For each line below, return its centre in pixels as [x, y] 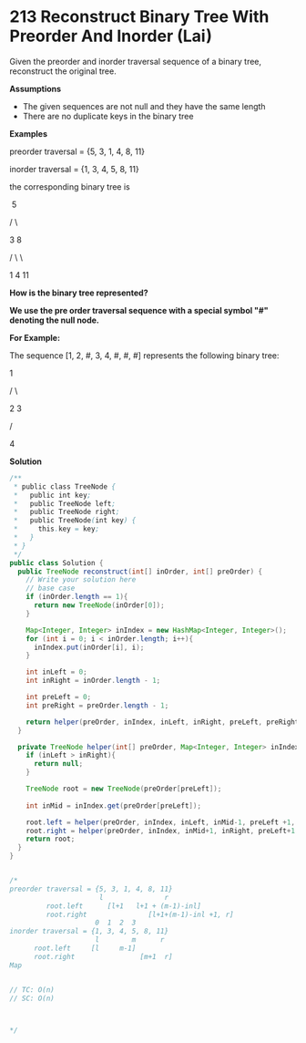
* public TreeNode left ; [65, 503]
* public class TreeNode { [65, 486]
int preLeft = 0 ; [59, 697]
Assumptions [36, 88]
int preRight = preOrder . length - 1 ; [97, 705]
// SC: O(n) [32, 998]
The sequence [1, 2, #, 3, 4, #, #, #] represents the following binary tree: [144, 355]
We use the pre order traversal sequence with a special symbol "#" [139, 310]
